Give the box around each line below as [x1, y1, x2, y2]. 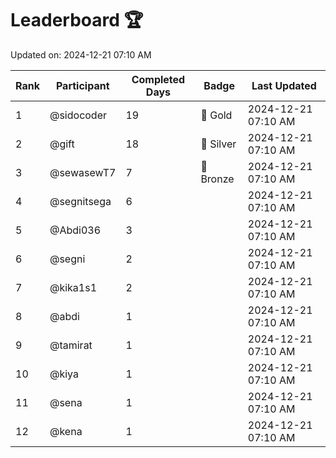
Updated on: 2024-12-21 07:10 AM [10, 48, 152, 61]
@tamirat [49, 338, 93, 352]
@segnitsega [49, 194, 112, 208]
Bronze [200, 172, 235, 186]
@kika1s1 [49, 280, 98, 294]
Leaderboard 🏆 [10, 9, 144, 32]
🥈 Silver [200, 137, 237, 151]
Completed [131, 72, 186, 86]
